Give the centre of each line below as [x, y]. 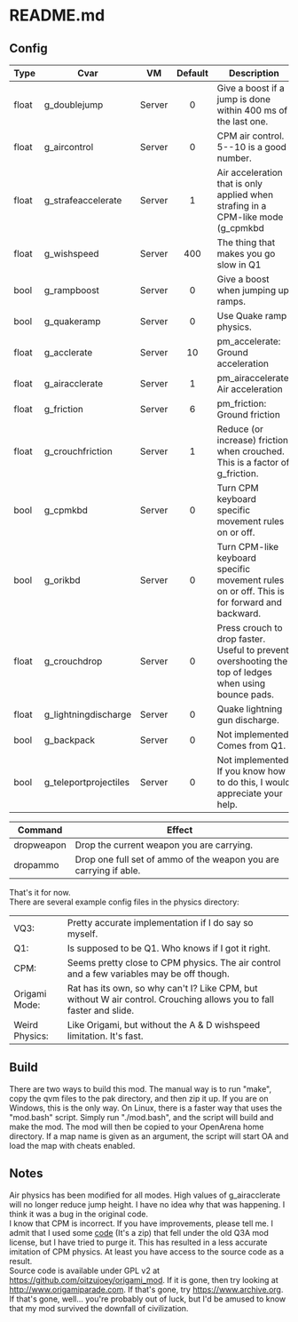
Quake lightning [250, 709]
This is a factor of [253, 462]
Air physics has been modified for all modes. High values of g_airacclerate [145, 1195]
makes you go [246, 254]
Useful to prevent [253, 650]
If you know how [251, 771]
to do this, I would [254, 782]
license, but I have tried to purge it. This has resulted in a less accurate [138, 1242]
